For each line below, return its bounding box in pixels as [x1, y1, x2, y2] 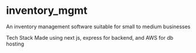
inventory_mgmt [6, 4, 88, 17]
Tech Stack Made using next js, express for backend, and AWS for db [6, 34, 174, 41]
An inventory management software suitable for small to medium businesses [6, 23, 191, 30]
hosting [6, 40, 25, 47]
